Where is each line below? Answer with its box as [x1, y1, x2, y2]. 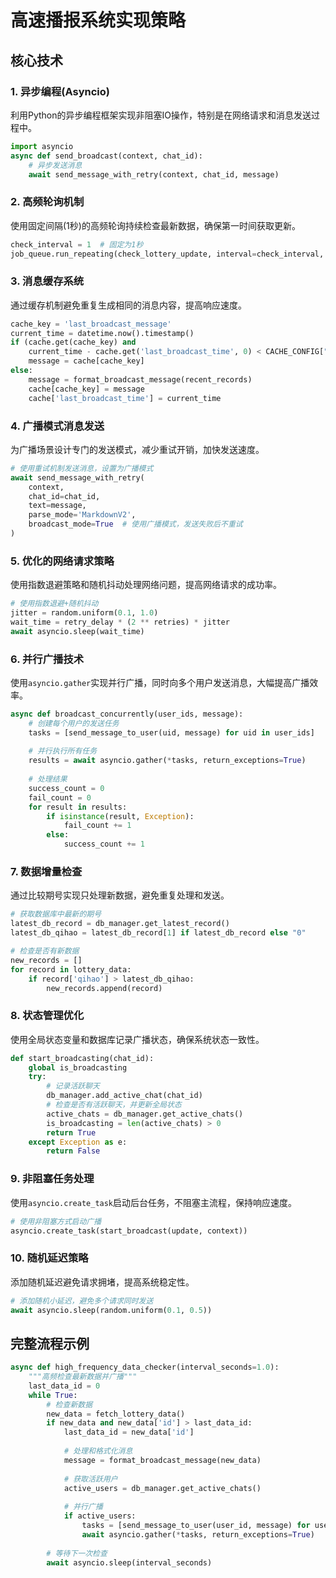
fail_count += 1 [63, 821, 132, 831]
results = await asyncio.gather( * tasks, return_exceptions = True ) [28, 756, 307, 766]
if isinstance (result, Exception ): [46, 811, 195, 821]
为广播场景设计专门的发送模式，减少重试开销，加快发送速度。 [10, 443, 265, 455]
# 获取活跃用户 [63, 1474, 118, 1484]
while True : [28, 1390, 78, 1400]
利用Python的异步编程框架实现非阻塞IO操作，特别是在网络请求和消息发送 [10, 109, 312, 121]
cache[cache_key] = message [28, 384, 145, 394]
